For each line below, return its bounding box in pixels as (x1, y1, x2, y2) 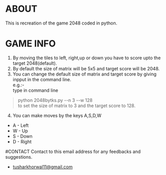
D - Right (12, 138, 32, 144)
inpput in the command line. (12, 76, 71, 82)
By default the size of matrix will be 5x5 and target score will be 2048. (12, 65, 160, 71)
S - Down (12, 133, 33, 139)
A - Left (12, 122, 29, 128)
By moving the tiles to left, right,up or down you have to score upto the (12, 55, 161, 61)
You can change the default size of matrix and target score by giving (12, 71, 157, 77)
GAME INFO (5, 38, 56, 49)
